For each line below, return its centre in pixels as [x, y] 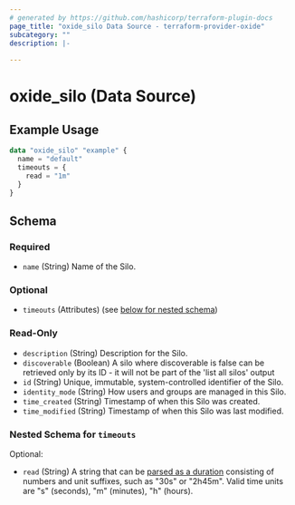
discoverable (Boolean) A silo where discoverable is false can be [143, 363]
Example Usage [54, 129]
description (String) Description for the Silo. [105, 353]
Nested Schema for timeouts [73, 434]
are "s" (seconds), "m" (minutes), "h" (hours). [108, 490]
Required [30, 247]
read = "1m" [48, 176]
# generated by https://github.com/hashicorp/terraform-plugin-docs [141, 18]
